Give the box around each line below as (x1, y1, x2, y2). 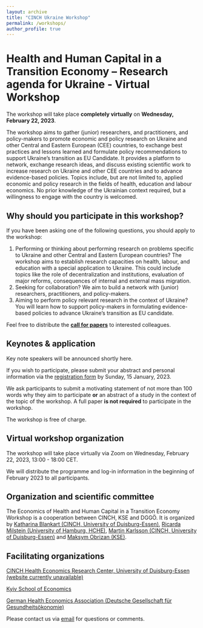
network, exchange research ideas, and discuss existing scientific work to (6, 161, 191, 169)
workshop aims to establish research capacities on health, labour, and (15, 258, 190, 265)
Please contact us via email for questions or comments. (6, 615, 145, 623)
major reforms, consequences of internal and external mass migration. (15, 277, 191, 284)
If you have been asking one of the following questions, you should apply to (6, 227, 195, 234)
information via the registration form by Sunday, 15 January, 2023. (6, 373, 171, 380)
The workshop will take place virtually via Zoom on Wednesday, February (6, 449, 190, 456)
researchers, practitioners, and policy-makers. (15, 290, 131, 297)
